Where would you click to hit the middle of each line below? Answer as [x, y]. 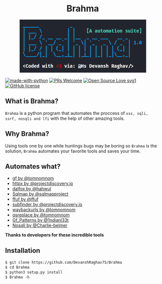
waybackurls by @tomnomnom [44, 210]
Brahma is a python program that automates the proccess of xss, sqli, [77, 113]
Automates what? [33, 166]
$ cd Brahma [17, 267]
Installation [23, 250]
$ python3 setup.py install [34, 272]
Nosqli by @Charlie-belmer [40, 225]
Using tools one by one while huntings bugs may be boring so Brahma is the [81, 145]
